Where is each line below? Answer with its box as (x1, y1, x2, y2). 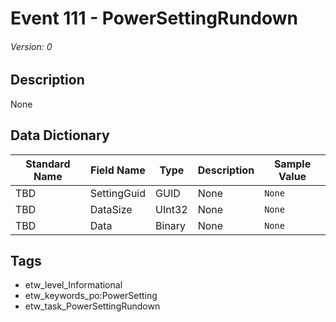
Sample (273, 157, 312, 171)
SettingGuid (89, 186, 147, 200)
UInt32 (155, 202, 188, 216)
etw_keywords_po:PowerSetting (24, 290, 158, 302)
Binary (155, 218, 187, 232)
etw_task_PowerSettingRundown (24, 300, 161, 312)
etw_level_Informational (24, 279, 123, 291)
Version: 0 (10, 40, 53, 52)
